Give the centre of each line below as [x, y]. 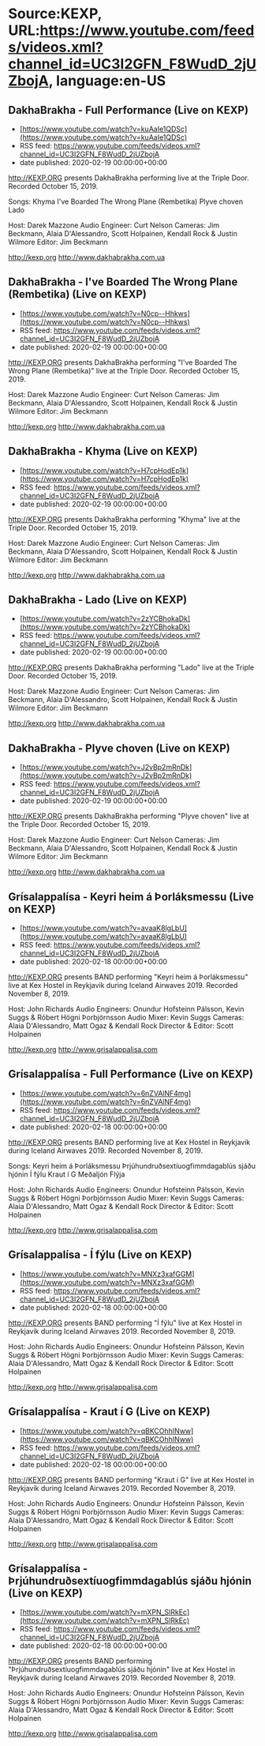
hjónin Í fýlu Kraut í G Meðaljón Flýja [67, 1174]
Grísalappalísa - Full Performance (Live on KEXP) [131, 1074]
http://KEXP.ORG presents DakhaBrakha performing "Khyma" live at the [124, 519]
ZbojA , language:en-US [87, 81]
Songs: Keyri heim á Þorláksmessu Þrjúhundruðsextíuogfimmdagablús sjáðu [132, 1166]
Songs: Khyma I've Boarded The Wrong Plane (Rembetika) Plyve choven [126, 201]
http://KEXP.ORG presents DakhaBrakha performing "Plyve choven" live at [129, 816]
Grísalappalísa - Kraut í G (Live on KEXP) [109, 1412]
